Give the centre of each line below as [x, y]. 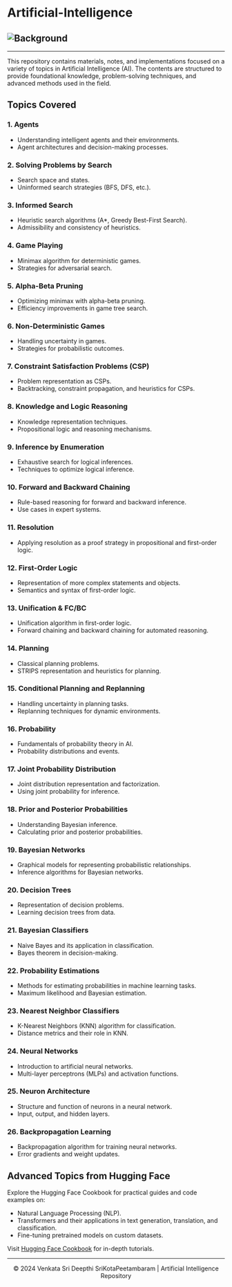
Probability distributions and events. [68, 752]
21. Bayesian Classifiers [48, 931]
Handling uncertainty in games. [62, 341]
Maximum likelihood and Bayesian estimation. [82, 993]
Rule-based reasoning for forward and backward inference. [101, 502]
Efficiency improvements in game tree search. [83, 308]
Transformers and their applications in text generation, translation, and [117, 1220]
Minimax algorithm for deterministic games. [79, 260]
